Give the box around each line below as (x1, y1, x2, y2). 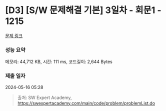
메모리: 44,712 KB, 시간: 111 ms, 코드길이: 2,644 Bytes (5, 58, 112, 65)
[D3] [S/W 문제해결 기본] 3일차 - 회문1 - (5, 4, 161, 16)
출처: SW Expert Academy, (17, 94, 72, 100)
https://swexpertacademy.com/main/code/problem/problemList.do (17, 100, 155, 106)
